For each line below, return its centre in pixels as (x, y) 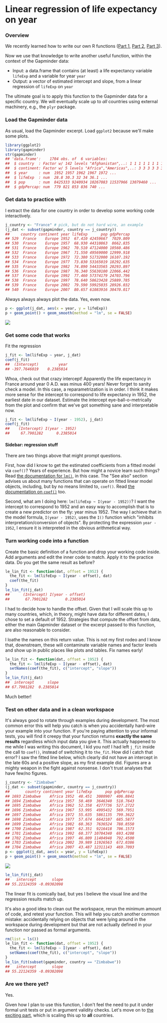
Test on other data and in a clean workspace (60, 710)
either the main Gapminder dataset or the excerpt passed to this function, (80, 624)
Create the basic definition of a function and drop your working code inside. (83, 552)
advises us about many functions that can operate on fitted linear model (79, 481)
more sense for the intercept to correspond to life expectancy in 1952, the (81, 394)
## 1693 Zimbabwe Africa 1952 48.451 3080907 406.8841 (70, 796)
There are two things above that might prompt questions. (63, 456)
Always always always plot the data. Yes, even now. (58, 299)
